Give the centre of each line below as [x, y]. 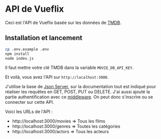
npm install [17, 54]
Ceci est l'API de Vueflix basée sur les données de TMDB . [63, 23]
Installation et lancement [44, 38]
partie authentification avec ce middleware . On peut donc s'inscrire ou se [79, 97]
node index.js [20, 58]
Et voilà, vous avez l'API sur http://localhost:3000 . [57, 77]
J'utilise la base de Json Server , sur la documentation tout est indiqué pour [81, 87]
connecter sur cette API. [30, 102]
